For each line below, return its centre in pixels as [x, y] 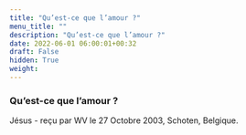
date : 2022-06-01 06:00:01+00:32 [73, 43]
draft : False [34, 52]
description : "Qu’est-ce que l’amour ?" [88, 35]
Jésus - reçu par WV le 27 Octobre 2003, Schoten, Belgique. [124, 120]
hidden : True [34, 60]
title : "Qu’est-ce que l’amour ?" [75, 18]
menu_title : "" [38, 26]
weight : [24, 69]
